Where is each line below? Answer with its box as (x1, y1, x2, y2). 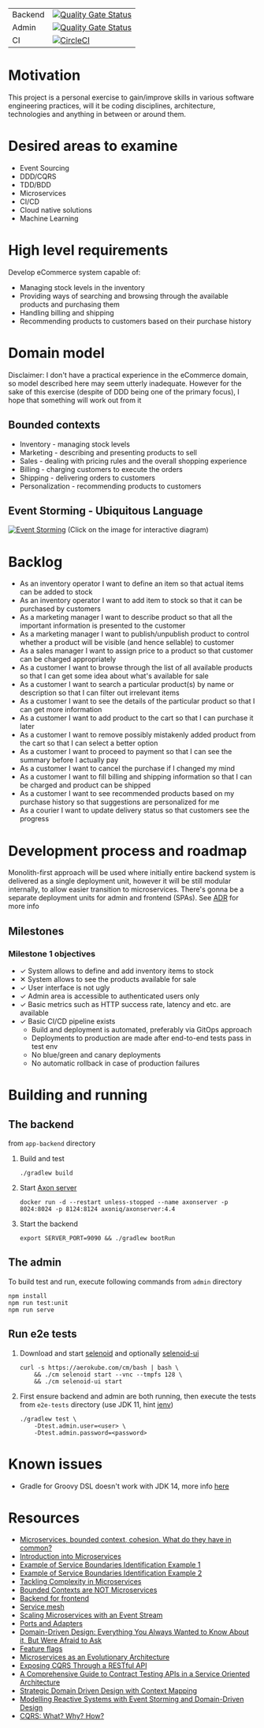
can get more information (19, 705, 102, 715)
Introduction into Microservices (19, 1552, 122, 1561)
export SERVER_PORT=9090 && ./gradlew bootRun (19, 1234, 176, 1242)
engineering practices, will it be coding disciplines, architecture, (8, 100, 216, 110)
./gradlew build (19, 1169, 73, 1177)
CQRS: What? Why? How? (19, 1711, 105, 1721)
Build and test (19, 1153, 65, 1163)
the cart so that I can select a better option (19, 738, 158, 748)
